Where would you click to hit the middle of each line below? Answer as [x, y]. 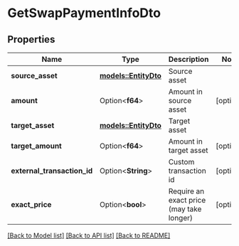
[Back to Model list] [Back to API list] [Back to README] [89, 235]
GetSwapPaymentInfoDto [84, 13]
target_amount [36, 146]
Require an [186, 191]
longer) [181, 218]
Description [188, 59]
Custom [181, 162]
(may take [185, 209]
